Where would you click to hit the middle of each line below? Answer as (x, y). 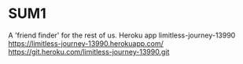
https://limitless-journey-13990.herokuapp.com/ (86, 43)
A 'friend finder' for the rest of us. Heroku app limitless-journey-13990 (122, 35)
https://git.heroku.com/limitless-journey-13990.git (89, 52)
